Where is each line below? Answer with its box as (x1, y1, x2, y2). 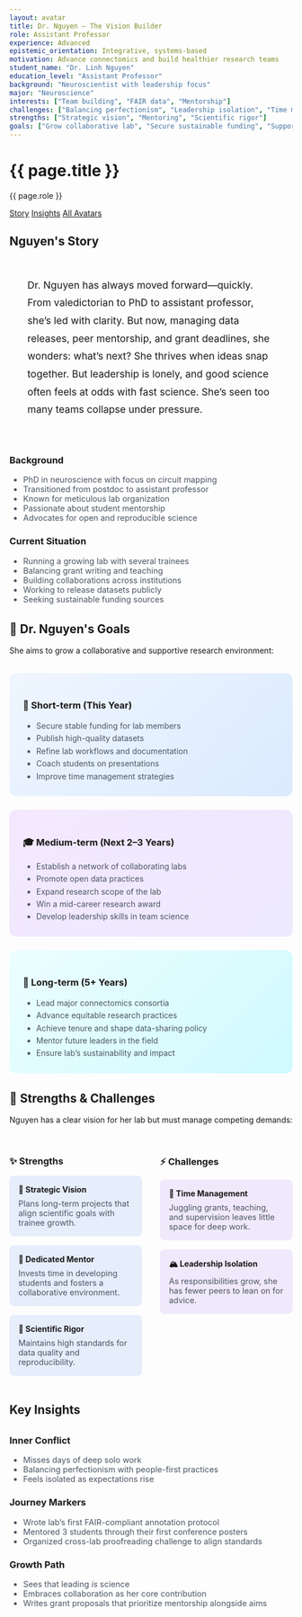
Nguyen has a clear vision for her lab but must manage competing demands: (9, 1114, 293, 1125)
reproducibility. (18, 1357, 76, 1368)
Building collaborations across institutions (22, 575, 182, 585)
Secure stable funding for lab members (35, 720, 182, 731)
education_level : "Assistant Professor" (9, 72, 164, 81)
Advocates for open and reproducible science (22, 513, 198, 523)
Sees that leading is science (22, 1579, 130, 1590)
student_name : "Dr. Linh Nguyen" (9, 64, 135, 73)
